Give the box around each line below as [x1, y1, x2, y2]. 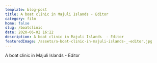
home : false [5, 21, 29, 26]
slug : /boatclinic [5, 25, 43, 30]
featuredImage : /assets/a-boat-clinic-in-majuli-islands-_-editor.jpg [5, 39, 153, 44]
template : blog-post [5, 7, 48, 12]
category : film [5, 16, 36, 21]
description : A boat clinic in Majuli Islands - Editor [5, 35, 124, 40]
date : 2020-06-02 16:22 [5, 30, 54, 35]
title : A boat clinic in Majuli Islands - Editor [5, 12, 109, 17]
